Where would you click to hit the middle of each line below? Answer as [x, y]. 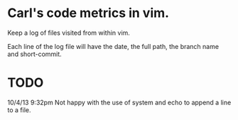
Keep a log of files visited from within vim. [69, 33]
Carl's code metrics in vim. [88, 13]
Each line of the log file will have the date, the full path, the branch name [113, 46]
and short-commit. [34, 54]
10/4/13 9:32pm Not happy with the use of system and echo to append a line [119, 102]
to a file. [19, 110]
